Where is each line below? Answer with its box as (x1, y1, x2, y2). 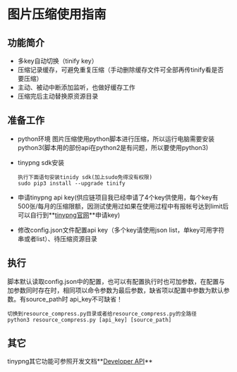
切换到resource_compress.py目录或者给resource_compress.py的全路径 (7, 310, 197, 317)
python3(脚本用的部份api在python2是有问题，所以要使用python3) (17, 143, 209, 151)
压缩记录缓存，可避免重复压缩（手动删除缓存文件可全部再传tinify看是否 (17, 66, 224, 74)
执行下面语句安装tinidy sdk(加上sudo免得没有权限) (17, 173, 153, 180)
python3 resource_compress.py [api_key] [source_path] (7, 316, 172, 323)
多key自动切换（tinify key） (17, 57, 98, 65)
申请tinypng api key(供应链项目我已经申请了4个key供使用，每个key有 (17, 193, 219, 201)
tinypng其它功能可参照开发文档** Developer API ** (7, 357, 153, 366)
